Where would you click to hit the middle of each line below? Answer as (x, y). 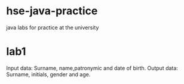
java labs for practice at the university (53, 27)
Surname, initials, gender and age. (48, 74)
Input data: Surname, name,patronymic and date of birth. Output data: (92, 68)
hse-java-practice (52, 11)
